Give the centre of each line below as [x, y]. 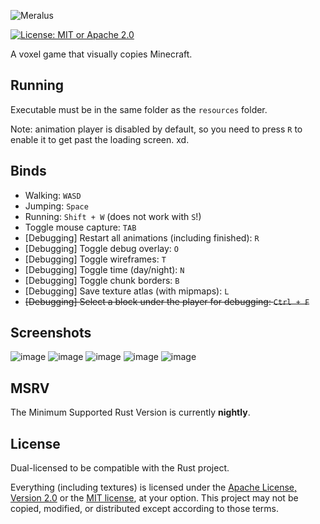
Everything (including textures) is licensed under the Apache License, [154, 487]
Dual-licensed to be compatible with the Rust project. [120, 468]
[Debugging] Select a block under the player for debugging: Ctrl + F [167, 301]
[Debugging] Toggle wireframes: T [95, 259]
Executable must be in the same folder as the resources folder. [139, 109]
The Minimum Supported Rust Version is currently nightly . [130, 412]
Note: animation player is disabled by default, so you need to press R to [156, 129]
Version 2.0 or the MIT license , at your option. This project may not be [154, 498]
